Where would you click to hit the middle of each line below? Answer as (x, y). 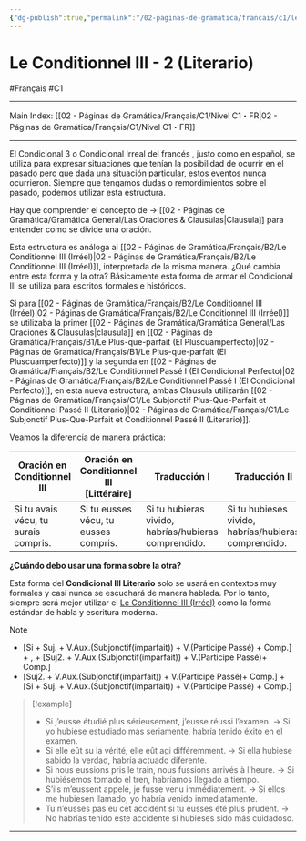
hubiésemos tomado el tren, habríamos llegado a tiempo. (152, 779)
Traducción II (264, 476)
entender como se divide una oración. (81, 229)
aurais (27, 532)
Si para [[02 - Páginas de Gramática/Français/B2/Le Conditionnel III (136, 303)
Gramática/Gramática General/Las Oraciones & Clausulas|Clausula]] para (147, 219)
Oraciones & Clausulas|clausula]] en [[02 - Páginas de (111, 332)
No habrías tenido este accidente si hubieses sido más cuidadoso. (169, 818)
